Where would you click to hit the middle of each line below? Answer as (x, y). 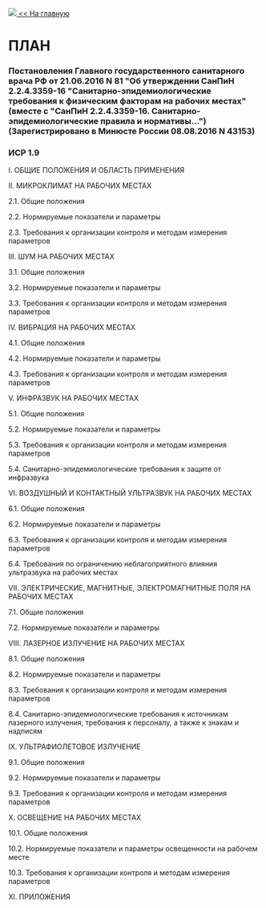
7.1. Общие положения (46, 612)
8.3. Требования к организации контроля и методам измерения (118, 690)
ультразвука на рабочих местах (63, 573)
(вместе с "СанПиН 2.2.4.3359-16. (79, 111)
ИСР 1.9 (24, 153)
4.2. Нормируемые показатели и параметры (85, 358)
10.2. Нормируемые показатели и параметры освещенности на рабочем (133, 849)
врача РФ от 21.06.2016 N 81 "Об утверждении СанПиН (121, 81)
